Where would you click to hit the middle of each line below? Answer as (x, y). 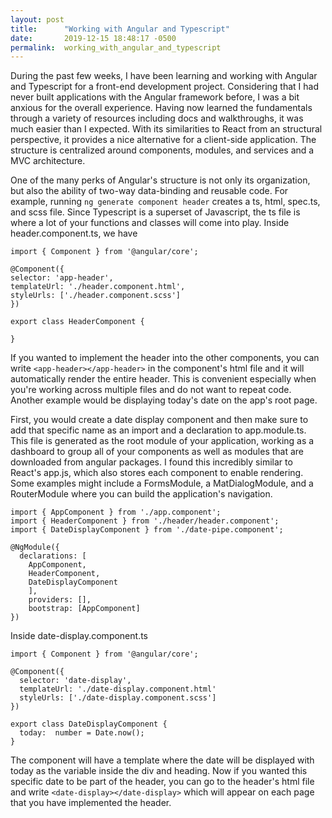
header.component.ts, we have (74, 233)
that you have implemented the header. (91, 803)
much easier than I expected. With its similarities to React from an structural (166, 129)
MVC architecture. (48, 161)
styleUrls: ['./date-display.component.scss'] (118, 698)
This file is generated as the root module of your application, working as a (162, 441)
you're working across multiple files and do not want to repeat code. (151, 390)
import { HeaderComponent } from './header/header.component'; (145, 521)
